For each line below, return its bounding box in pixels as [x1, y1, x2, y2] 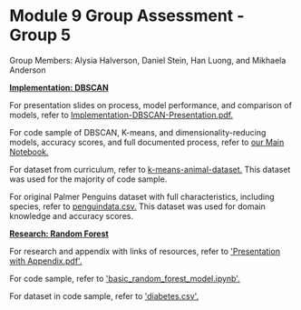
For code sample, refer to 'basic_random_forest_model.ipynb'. [9, 273, 240, 284]
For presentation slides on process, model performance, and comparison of [9, 99, 293, 110]
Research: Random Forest [9, 228, 109, 239]
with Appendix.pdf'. [9, 255, 83, 266]
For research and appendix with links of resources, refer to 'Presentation [9, 245, 281, 256]
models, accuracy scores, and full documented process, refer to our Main [9, 136, 285, 147]
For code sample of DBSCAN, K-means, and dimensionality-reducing [9, 126, 267, 137]
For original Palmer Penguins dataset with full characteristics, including [9, 191, 275, 202]
